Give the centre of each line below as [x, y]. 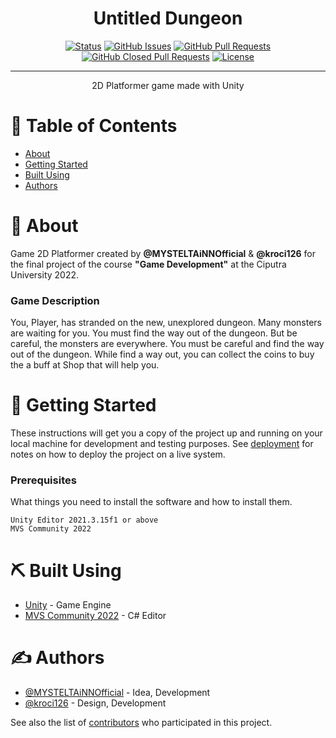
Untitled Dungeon [168, 18]
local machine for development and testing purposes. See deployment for [162, 444]
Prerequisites [43, 480]
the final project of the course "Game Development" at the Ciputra [148, 264]
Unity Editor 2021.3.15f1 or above [84, 520]
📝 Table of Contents [94, 126]
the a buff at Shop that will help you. [85, 365]
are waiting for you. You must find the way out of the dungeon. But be [154, 333]
